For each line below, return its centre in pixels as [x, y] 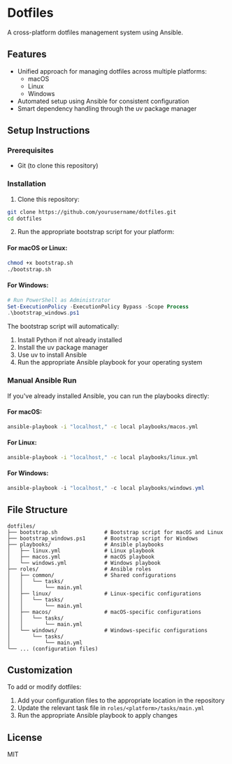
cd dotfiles [24, 219]
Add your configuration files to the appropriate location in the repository [121, 701]
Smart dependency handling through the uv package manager [107, 108]
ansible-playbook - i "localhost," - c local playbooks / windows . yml [106, 488]
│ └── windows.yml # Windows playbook [84, 563]
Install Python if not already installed [70, 340]
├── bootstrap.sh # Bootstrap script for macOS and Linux [115, 532]
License [25, 737]
